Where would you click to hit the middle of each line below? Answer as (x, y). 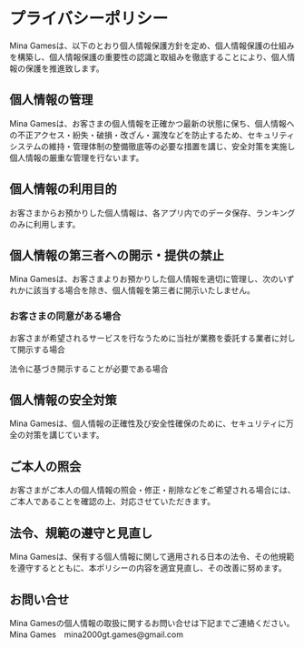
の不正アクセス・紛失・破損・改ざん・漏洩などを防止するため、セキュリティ (152, 135)
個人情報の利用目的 (63, 189)
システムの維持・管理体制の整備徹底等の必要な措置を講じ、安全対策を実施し (152, 146)
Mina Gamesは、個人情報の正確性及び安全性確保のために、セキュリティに (147, 423)
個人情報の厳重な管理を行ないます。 (77, 157)
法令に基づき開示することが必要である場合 (89, 369)
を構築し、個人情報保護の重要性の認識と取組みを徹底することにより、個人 (148, 56)
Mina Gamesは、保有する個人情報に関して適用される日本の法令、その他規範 (152, 557)
